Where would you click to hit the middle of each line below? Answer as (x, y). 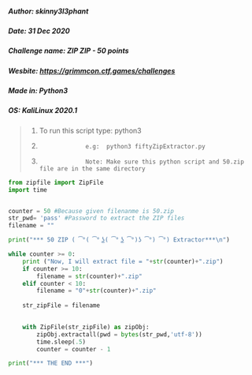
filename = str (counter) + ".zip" (90, 276)
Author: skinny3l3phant (48, 11)
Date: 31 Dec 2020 (39, 31)
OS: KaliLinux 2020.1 (43, 111)
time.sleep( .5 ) (61, 342)
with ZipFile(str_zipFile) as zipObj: (86, 327)
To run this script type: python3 (90, 130)
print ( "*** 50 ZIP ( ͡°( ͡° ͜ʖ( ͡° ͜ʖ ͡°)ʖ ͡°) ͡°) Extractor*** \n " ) (119, 240)
